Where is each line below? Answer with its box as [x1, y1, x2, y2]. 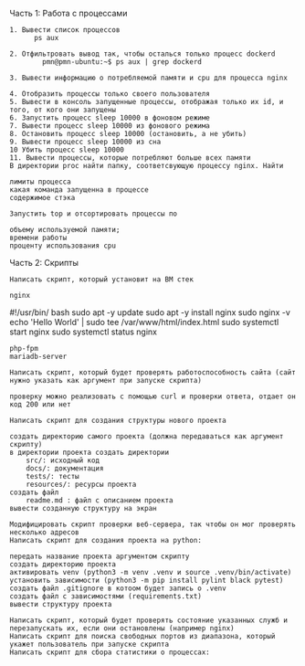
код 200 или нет [9, 400, 71, 409]
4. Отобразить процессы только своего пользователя [9, 90, 210, 99]
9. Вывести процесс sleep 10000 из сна [9, 137, 162, 146]
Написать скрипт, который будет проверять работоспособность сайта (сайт [9, 368, 297, 377]
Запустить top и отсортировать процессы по [9, 209, 178, 218]
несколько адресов [9, 528, 79, 537]
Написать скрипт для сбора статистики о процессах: [9, 648, 210, 657]
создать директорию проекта [9, 560, 117, 569]
